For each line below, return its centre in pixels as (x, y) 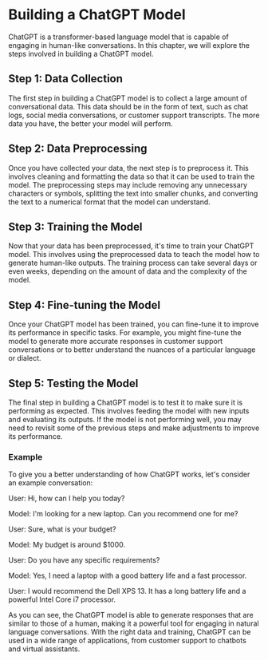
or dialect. (25, 358)
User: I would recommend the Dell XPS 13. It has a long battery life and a (127, 591)
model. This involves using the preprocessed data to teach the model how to (134, 255)
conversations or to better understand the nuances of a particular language (132, 350)
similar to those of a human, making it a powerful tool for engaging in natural (134, 623)
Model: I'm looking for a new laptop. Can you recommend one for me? (123, 514)
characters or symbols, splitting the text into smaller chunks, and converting (133, 193)
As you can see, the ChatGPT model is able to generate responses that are (131, 615)
